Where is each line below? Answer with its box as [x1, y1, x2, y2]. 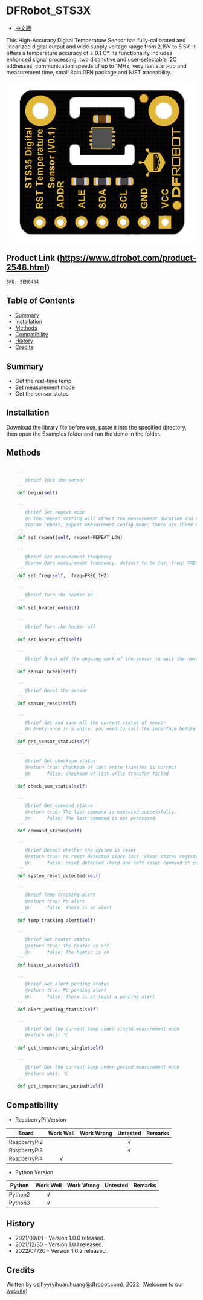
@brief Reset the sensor [25, 688, 88, 694]
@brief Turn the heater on [25, 592, 94, 598]
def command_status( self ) [17, 828, 83, 834]
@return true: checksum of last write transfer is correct [25, 764, 177, 770]
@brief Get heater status [25, 936, 91, 942]
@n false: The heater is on [25, 949, 110, 956]
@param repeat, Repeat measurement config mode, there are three [25, 521, 193, 528]
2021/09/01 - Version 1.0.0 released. [14, 1235, 105, 1242]
